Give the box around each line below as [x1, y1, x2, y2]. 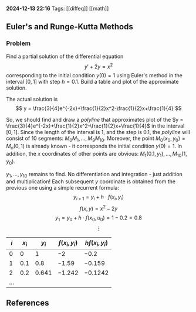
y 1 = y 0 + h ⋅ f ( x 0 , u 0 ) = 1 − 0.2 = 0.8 [55, 214, 143, 222]
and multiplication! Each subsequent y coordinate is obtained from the [6, 178, 176, 185]
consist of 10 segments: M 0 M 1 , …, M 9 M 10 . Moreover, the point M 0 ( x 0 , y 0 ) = [6, 135, 186, 143]
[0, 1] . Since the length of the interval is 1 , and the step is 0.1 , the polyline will [6, 129, 191, 136]
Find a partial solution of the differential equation [6, 53, 124, 60]
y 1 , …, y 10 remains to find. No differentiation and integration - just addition [6, 170, 183, 179]
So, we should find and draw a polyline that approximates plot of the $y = [6, 116, 184, 124]
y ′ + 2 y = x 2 [84, 61, 113, 70]
